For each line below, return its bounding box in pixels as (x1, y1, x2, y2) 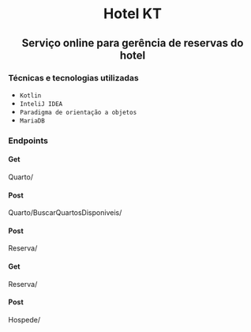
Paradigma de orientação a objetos (19, 108, 137, 116)
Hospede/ (8, 315, 41, 324)
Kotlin (19, 92, 42, 100)
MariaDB (19, 116, 45, 125)
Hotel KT (103, 5, 162, 23)
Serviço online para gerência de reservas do (21, 36, 244, 50)
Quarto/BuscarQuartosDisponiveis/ (8, 208, 122, 217)
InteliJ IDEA (19, 100, 63, 108)
